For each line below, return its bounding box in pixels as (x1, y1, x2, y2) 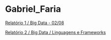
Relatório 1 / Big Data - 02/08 (5, 20, 64, 26)
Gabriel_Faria (5, 3, 61, 15)
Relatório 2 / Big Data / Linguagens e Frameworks (5, 29, 106, 35)
